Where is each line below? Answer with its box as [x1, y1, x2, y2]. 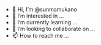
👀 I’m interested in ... [12, 12, 64, 19]
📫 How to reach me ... [12, 32, 69, 39]
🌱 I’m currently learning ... [12, 19, 78, 26]
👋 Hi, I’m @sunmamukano [12, 6, 78, 13]
